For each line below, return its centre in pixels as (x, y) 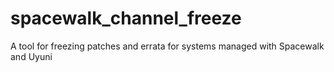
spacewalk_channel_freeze (126, 18)
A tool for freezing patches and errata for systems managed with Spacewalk (167, 46)
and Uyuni (31, 56)
